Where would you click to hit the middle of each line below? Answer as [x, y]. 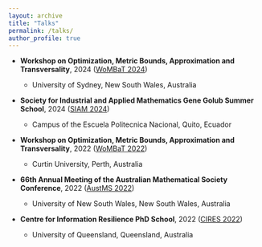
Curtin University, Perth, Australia [87, 164]
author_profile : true [45, 38]
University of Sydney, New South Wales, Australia [114, 85]
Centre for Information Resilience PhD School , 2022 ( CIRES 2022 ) [131, 219]
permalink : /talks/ [41, 30]
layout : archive [35, 16]
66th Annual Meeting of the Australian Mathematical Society [123, 180]
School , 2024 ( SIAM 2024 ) [65, 109]
